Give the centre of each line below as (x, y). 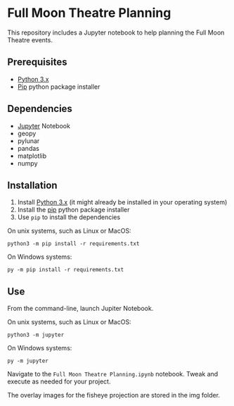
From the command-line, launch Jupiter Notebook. (80, 309)
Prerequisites (37, 62)
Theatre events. (30, 39)
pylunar (28, 141)
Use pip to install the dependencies (69, 217)
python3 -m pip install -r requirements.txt (73, 244)
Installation (32, 185)
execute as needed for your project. (59, 381)
